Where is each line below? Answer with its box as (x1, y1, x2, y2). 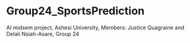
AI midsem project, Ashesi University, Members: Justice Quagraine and (6, 24, 185, 31)
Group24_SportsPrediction (6, 4, 144, 18)
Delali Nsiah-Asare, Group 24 (6, 30, 80, 37)
